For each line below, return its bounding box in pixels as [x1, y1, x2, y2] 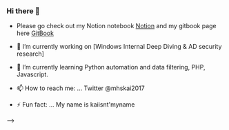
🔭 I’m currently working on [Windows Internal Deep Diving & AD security [16, 43, 222, 51]
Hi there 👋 [6, 6, 41, 16]
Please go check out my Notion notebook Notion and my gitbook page [16, 22, 217, 30]
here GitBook [16, 29, 54, 37]
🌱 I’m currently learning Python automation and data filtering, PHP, [16, 63, 206, 72]
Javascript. [16, 70, 49, 78]
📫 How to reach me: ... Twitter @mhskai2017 [16, 84, 146, 92]
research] [16, 50, 44, 58]
